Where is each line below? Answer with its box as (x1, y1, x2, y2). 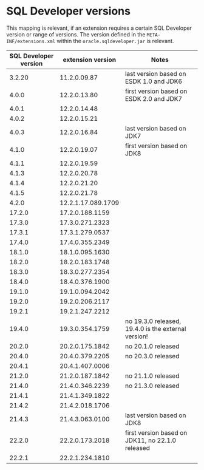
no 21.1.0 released (124, 372, 180, 380)
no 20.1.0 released (124, 342, 180, 350)
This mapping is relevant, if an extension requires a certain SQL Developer (6, 24, 192, 32)
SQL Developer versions (6, 4, 131, 18)
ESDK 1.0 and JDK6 (124, 77, 183, 86)
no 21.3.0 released (124, 381, 180, 390)
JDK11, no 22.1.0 (124, 436, 177, 444)
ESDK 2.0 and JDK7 (124, 94, 183, 103)
